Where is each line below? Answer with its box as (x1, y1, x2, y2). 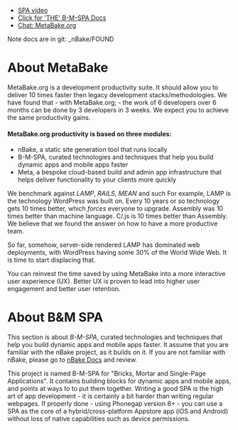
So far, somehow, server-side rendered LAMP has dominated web (7, 241, 200, 249)
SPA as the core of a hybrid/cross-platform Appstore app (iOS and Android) (7, 407, 229, 416)
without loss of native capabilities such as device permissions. (7, 414, 190, 423)
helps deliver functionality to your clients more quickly (17, 175, 176, 184)
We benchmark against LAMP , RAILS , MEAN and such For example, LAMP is (7, 189, 231, 198)
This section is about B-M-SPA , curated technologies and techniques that (7, 333, 222, 341)
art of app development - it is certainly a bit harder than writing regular (7, 392, 215, 400)
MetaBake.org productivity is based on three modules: (7, 129, 172, 138)
